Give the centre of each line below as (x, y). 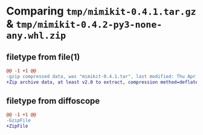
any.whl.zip (36, 36)
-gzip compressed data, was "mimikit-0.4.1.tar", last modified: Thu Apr (101, 76)
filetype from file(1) (43, 57)
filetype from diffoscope (53, 101)
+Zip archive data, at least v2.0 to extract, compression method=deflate (102, 82)
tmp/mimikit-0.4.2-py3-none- (89, 25)
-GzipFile (19, 120)
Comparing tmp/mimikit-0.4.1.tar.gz (101, 11)
